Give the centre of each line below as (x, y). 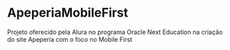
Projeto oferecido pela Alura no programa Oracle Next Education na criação (115, 32)
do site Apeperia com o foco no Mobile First (70, 39)
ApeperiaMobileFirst (68, 13)
